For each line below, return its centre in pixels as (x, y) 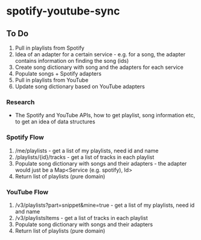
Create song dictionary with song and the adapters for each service (99, 67)
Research (21, 102)
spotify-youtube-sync (63, 11)
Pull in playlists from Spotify (49, 48)
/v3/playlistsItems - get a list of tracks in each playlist (81, 218)
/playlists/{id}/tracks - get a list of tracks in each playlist (85, 157)
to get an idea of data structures (55, 122)
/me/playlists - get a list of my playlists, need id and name (87, 151)
